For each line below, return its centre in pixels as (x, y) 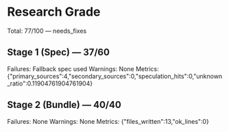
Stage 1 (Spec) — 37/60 (58, 52)
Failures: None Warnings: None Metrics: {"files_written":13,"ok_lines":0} (108, 121)
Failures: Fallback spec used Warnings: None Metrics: (83, 68)
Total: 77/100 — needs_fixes (47, 31)
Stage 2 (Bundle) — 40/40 (64, 105)
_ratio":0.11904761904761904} (50, 83)
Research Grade (54, 12)
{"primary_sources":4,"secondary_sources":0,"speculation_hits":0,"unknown (115, 76)
